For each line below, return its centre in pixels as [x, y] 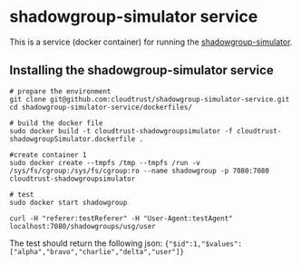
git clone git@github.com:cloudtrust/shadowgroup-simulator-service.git [150, 99]
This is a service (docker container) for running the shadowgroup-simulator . [151, 42]
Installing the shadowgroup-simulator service [141, 70]
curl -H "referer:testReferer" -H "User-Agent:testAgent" [121, 218]
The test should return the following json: [86, 243]
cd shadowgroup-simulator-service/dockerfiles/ [101, 107]
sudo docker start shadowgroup [68, 202]
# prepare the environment [60, 91]
